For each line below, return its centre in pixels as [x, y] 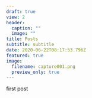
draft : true [21, 12]
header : [16, 22]
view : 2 [16, 17]
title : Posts [22, 39]
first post [17, 89]
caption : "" [26, 28]
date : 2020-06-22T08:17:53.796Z [46, 50]
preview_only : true [36, 72]
